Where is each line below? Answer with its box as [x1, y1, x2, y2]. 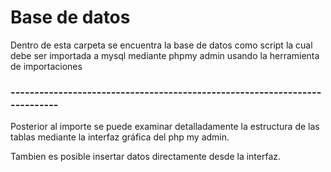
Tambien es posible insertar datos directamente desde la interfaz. [10, 151, 282, 163]
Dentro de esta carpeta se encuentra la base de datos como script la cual [10, 39, 313, 51]
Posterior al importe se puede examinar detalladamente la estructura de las [10, 121, 320, 133]
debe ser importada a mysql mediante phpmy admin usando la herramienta [10, 49, 320, 61]
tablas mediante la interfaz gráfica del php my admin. [10, 131, 230, 143]
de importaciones [10, 60, 83, 72]
